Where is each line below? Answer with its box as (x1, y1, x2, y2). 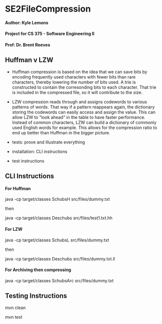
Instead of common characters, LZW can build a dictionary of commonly (12, 119, 157, 125)
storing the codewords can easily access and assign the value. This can (12, 109, 156, 115)
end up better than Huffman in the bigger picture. (12, 130, 110, 135)
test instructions (12, 158, 44, 163)
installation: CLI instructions (12, 148, 68, 154)
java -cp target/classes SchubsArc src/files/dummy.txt (5, 277, 114, 283)
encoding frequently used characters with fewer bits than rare (12, 74, 136, 80)
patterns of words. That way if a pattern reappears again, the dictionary (12, 104, 155, 110)
